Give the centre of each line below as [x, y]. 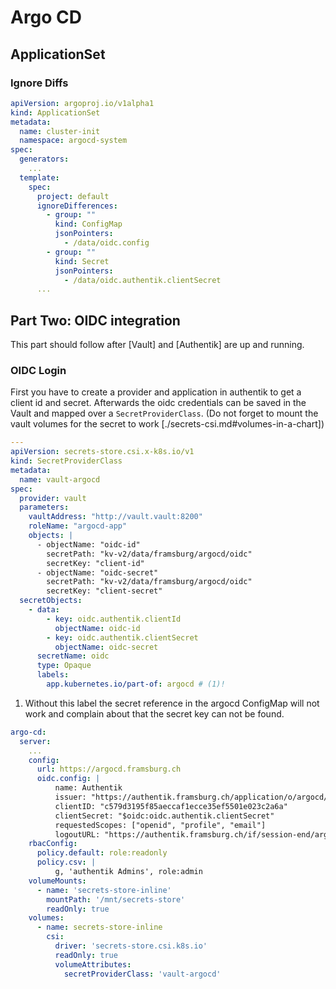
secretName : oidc [73, 656]
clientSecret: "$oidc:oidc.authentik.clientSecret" [164, 816]
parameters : [44, 507]
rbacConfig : [53, 844]
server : [35, 741]
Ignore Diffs [39, 83]
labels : [53, 675]
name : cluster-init [60, 131]
